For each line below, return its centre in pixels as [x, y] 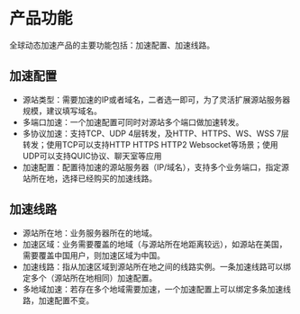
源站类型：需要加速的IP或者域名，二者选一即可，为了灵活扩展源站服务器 [156, 99]
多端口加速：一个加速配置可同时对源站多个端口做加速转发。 [133, 121]
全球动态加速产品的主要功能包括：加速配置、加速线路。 [112, 45]
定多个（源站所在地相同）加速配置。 [90, 278]
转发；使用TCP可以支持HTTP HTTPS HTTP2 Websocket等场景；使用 [150, 144]
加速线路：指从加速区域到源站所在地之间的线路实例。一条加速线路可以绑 [156, 266]
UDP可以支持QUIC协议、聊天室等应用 [92, 156]
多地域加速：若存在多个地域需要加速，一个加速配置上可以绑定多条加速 [153, 289]
